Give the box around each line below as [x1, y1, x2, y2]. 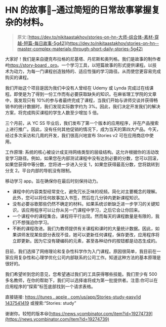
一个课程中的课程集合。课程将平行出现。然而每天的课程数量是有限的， [12, 213, 156, 219]
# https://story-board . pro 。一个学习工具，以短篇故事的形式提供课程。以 [5, 62, 153, 68]
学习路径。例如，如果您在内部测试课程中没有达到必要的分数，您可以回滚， [9, 155, 161, 161]
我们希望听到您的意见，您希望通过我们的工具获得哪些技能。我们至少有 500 [5, 271, 157, 277]
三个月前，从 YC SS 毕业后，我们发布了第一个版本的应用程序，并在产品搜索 [5, 120, 159, 126]
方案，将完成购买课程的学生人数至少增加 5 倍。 [5, 109, 101, 115]
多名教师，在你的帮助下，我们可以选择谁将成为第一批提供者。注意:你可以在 [5, 277, 158, 283]
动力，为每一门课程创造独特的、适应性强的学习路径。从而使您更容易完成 [13, 68, 161, 74]
